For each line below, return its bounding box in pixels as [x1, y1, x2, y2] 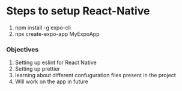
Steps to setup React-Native [6, 4, 150, 18]
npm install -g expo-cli [14, 24, 71, 31]
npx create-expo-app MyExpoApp [14, 30, 100, 37]
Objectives [6, 45, 39, 53]
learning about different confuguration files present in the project [14, 72, 176, 79]
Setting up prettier [14, 65, 60, 72]
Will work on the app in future [14, 78, 89, 85]
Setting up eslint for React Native [14, 59, 97, 66]
